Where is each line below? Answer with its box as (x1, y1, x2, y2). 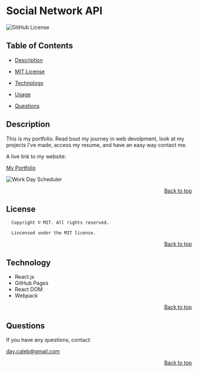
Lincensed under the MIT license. (11, 230, 96, 236)
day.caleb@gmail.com (6, 348, 60, 355)
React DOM (14, 286, 43, 293)
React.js (14, 273, 35, 280)
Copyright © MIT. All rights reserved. (11, 220, 110, 226)
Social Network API (6, 4, 103, 18)
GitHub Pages (14, 279, 49, 287)
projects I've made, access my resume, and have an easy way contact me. (6, 141, 187, 148)
